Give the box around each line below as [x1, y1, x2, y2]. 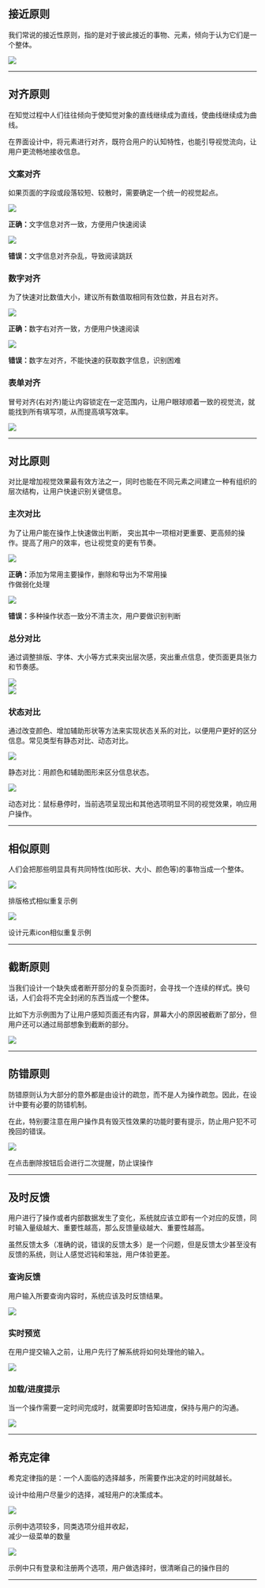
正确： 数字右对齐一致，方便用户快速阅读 [8, 324, 140, 334]
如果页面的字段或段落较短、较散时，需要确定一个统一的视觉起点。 [8, 188, 222, 197]
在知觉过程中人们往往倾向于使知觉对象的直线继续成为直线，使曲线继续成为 [8, 110, 250, 119]
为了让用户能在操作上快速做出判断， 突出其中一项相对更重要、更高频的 [8, 528, 238, 537]
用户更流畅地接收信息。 [8, 146, 84, 156]
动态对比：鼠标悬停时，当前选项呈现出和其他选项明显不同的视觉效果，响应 [8, 799, 250, 809]
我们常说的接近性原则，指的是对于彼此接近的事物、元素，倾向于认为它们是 [8, 30, 250, 40]
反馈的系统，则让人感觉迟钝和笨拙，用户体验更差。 [8, 1249, 174, 1260]
